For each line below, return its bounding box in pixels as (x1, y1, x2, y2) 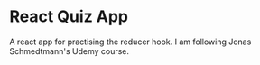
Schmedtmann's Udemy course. (9, 45, 129, 56)
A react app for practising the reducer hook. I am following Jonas (9, 36, 252, 47)
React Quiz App (9, 6, 129, 27)
